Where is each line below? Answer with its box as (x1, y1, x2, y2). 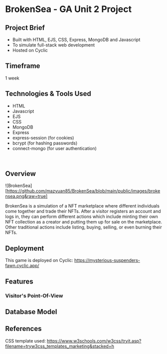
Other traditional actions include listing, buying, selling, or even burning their (5, 224, 162, 230)
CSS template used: (5, 337, 46, 343)
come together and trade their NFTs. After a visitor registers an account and (5, 208, 161, 214)
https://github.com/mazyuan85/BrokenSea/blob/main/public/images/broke (6, 188, 161, 194)
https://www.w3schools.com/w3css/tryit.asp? (46, 337, 142, 343)
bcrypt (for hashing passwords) (12, 140, 78, 146)
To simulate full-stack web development (12, 42, 95, 48)
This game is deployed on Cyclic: (5, 257, 73, 263)
